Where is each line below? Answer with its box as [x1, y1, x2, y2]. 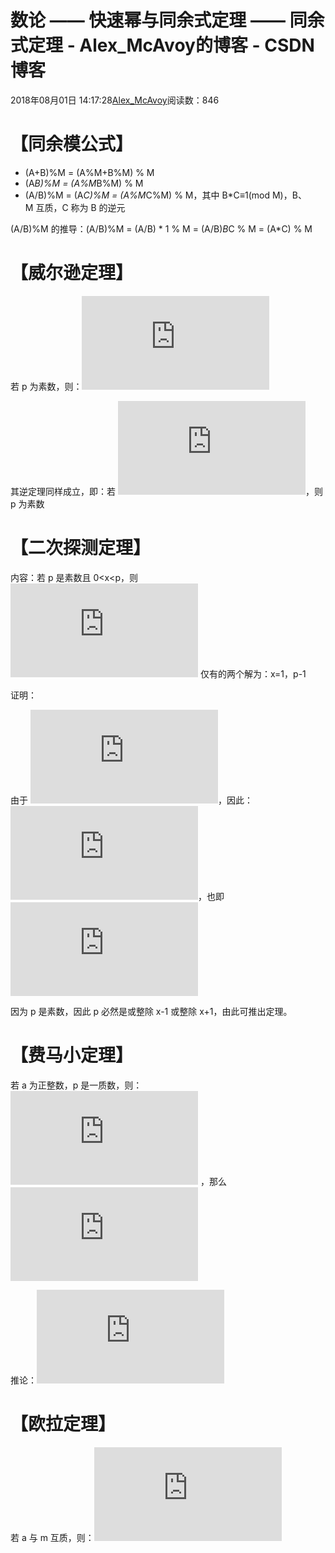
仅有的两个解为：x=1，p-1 [199, 667, 307, 680]
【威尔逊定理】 [10, 262, 134, 285]
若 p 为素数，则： [10, 380, 83, 392]
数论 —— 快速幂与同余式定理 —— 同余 [10, 9, 325, 32]
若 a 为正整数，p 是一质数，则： [10, 1079, 143, 1091]
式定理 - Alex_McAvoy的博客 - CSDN [10, 34, 315, 57]
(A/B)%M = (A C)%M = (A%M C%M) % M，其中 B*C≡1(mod [24, 189, 271, 201]
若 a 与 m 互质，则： [10, 1531, 95, 1543]
